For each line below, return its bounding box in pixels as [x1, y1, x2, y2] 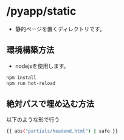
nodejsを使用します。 [15, 62, 69, 70]
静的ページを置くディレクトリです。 [15, 25, 105, 32]
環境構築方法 [6, 45, 55, 56]
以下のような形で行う [6, 116, 60, 123]
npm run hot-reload [6, 80, 56, 86]
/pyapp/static [6, 4, 77, 18]
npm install [6, 75, 36, 81]
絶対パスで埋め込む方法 [6, 98, 94, 109]
